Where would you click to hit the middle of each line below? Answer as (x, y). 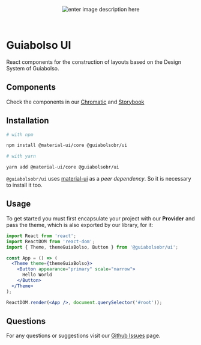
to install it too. (25, 185)
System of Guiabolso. (33, 68)
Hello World (37, 275)
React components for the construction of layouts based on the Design (94, 62)
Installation (28, 121)
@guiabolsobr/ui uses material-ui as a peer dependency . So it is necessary (99, 179)
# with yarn (21, 157)
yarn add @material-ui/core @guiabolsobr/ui (63, 167)
